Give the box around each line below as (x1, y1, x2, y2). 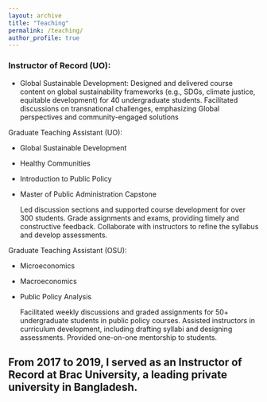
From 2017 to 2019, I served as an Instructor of (8, 355, 242, 369)
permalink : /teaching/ (8, 26, 83, 34)
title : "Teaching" (8, 19, 69, 27)
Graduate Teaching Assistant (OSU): (8, 245, 127, 255)
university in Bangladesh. (8, 380, 137, 394)
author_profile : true (8, 33, 80, 42)
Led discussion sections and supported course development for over (19, 205, 246, 214)
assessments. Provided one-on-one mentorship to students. (19, 332, 217, 342)
